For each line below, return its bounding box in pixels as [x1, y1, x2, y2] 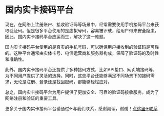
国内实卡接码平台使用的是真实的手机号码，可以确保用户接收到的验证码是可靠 [5, 44, 159, 50]
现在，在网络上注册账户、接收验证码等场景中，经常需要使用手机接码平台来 [5, 21, 155, 27]
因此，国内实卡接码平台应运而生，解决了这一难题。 [5, 34, 108, 39]
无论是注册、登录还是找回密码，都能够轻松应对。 [13, 78, 112, 84]
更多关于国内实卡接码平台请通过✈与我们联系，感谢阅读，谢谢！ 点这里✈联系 [5, 105, 158, 111]
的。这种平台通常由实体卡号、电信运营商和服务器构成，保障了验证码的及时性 [5, 50, 159, 56]
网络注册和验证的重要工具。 [5, 95, 61, 101]
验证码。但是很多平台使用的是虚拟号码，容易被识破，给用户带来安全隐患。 [9, 27, 159, 33]
